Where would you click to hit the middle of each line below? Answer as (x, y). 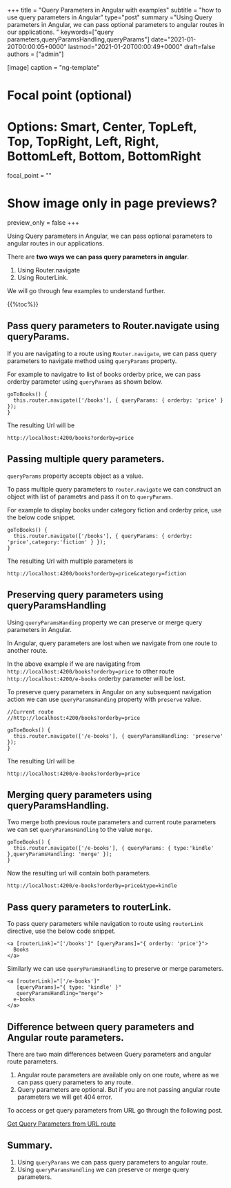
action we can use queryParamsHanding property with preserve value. (104, 699)
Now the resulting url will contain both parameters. (79, 873)
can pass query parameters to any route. (75, 1082)
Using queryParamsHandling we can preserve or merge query (103, 1169)
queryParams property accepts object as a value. (75, 476)
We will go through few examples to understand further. (86, 291)
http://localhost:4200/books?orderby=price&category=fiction (97, 573)
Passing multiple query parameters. (86, 459)
